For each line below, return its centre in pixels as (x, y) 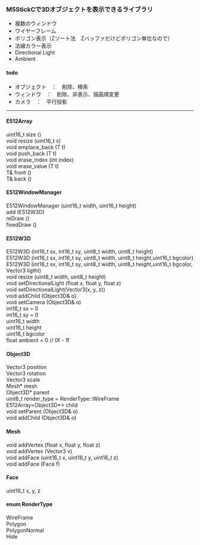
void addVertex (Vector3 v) (39, 451)
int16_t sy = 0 (22, 315)
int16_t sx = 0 (22, 309)
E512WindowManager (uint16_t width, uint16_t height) (71, 205)
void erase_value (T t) (33, 166)
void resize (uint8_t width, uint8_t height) (56, 277)
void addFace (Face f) (33, 464)
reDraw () (18, 218)
